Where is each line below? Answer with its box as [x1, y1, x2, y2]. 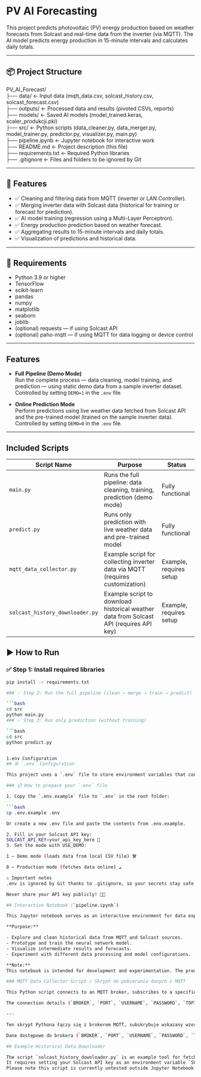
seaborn [14, 312, 36, 319]
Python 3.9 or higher [14, 274, 66, 281]
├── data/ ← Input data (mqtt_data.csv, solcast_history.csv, [6, 92, 154, 99]
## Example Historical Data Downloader [6, 1043, 106, 1049]
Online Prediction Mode [14, 401, 75, 408]
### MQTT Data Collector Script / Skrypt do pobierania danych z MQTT [6, 978, 186, 985]
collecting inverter [103, 558, 155, 565]
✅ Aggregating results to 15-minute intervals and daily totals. [14, 228, 165, 235]
